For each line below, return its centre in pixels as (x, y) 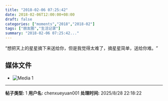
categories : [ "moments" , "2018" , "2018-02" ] (50, 24)
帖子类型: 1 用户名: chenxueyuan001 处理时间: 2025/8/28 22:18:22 (73, 93)
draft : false (19, 19)
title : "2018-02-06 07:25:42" (37, 10)
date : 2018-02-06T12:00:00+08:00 (40, 15)
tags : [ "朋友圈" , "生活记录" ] (33, 29)
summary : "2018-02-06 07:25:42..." (42, 33)
